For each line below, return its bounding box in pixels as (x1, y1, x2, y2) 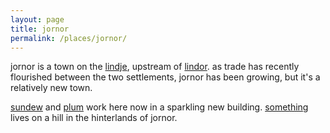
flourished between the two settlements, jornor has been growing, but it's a (10, 71, 321, 83)
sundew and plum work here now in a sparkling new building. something (10, 101, 309, 113)
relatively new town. (10, 82, 93, 94)
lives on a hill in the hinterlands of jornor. (10, 112, 178, 124)
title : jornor (10, 24, 70, 34)
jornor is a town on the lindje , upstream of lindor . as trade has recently (10, 61, 300, 73)
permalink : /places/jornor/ (10, 33, 128, 43)
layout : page (10, 14, 65, 25)
